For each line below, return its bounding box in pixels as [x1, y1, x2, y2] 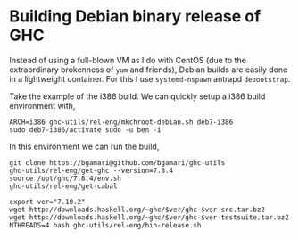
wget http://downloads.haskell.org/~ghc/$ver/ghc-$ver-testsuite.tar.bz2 [9, 212, 290, 222]
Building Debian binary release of [9, 6, 262, 27]
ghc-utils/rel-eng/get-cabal [9, 181, 118, 191]
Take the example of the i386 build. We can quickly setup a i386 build [9, 91, 266, 102]
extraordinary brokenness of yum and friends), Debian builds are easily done [9, 64, 288, 75]
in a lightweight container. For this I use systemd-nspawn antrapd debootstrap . [9, 73, 291, 84]
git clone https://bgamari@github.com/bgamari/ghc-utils [9, 158, 226, 167]
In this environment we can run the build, [9, 141, 160, 152]
